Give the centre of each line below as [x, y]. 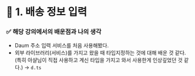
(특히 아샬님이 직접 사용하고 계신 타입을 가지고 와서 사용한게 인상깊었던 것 [99, 60]
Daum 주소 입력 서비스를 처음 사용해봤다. [62, 46]
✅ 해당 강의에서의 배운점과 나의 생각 [54, 32]
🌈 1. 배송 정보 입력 [47, 12]
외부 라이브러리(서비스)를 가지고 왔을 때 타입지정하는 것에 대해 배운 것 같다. [100, 53]
